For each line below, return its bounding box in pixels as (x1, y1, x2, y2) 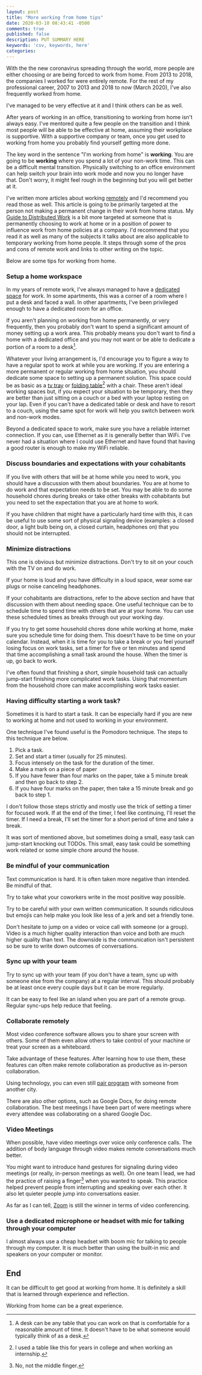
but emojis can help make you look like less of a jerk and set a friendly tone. (6, 911, 194, 919)
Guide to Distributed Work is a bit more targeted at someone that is (6, 213, 172, 220)
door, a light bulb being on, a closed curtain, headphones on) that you (6, 523, 179, 530)
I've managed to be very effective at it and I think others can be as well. (6, 102, 183, 109)
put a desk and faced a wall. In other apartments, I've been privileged (6, 299, 179, 306)
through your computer (6, 1224, 76, 1233)
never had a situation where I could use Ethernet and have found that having (6, 438, 195, 445)
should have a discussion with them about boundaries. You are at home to (6, 479, 190, 486)
